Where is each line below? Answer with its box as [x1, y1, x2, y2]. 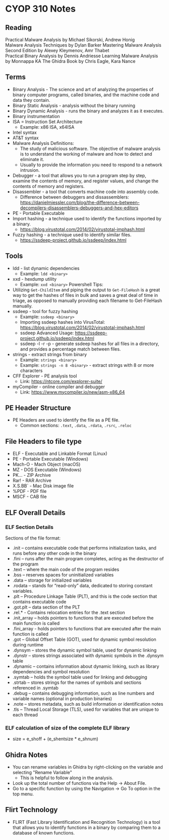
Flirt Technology [5, 806, 58, 814]
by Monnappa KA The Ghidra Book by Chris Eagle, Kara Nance [5, 58, 136, 64]
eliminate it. [20, 156, 44, 162]
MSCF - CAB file [12, 493, 47, 500]
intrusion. [20, 167, 40, 173]
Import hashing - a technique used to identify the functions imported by [12, 215, 161, 221]
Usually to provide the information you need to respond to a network [20, 162, 162, 168]
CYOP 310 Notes [5, 3, 76, 15]
